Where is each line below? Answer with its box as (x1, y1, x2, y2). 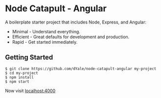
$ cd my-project (5, 71, 38, 75)
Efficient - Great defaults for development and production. (12, 34, 130, 40)
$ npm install (5, 74, 34, 80)
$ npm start (5, 79, 29, 84)
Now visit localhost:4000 (5, 88, 56, 94)
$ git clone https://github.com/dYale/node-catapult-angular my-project (5, 66, 157, 71)
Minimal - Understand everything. (12, 28, 81, 34)
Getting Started (5, 53, 53, 62)
